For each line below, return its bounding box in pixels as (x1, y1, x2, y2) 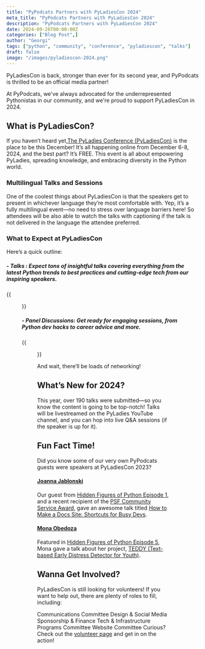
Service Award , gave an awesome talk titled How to (37, 504, 167, 511)
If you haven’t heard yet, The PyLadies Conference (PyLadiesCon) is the (6, 137, 187, 144)
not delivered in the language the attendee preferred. (6, 219, 141, 226)
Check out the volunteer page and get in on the (37, 630, 157, 637)
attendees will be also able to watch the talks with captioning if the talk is (6, 212, 191, 219)
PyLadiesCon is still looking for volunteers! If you (37, 585, 161, 593)
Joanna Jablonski (37, 478, 83, 485)
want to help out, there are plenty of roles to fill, (37, 592, 158, 599)
